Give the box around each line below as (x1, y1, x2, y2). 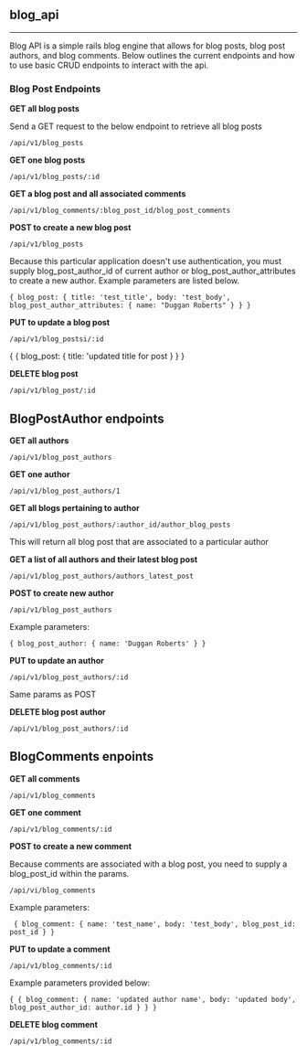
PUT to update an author (9, 655, 105, 666)
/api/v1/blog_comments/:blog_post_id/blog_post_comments (9, 206, 231, 216)
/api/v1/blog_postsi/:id (9, 335, 104, 344)
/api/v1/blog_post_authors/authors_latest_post (9, 571, 195, 581)
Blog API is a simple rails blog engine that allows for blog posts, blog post (9, 40, 286, 51)
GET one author (9, 468, 70, 479)
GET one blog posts (9, 155, 86, 165)
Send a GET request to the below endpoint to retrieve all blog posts (9, 121, 262, 132)
